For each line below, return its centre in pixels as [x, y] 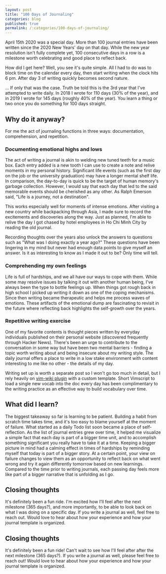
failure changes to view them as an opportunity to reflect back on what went [83, 459]
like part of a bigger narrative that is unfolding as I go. [60, 474]
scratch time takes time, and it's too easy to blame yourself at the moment [81, 421]
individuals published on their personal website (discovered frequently [77, 337]
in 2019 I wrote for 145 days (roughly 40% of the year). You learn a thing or [82, 98]
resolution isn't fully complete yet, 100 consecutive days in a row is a [75, 53]
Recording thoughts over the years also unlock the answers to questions [79, 237]
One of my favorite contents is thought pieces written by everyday [72, 332]
